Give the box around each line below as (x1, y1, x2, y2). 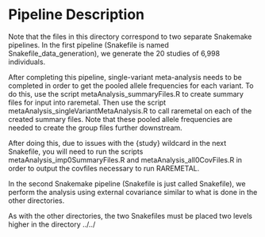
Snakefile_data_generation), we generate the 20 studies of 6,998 (8, 48, 221, 58)
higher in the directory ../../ (8, 220, 96, 229)
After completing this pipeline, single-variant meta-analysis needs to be (8, 72, 242, 82)
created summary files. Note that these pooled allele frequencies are (8, 114, 232, 124)
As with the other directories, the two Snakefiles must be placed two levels (8, 211, 252, 220)
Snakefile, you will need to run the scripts (8, 147, 144, 156)
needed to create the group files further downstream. (8, 123, 182, 132)
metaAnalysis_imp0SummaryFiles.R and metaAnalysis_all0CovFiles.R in (8, 155, 243, 164)
